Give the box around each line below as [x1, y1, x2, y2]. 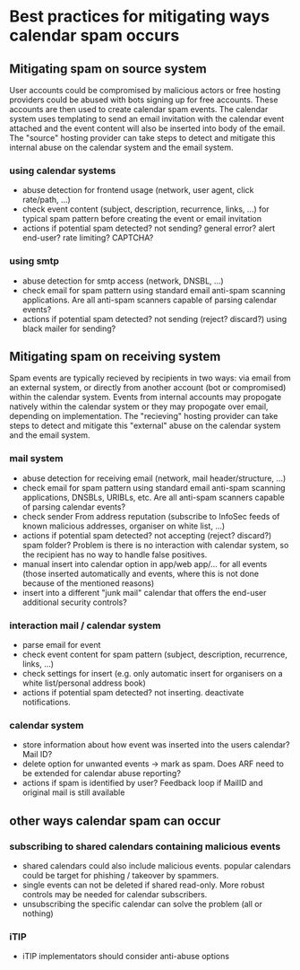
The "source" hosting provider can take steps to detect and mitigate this [9, 133, 276, 143]
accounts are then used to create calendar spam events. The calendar [9, 104, 269, 114]
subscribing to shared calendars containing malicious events [9, 840, 281, 852]
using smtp [9, 255, 60, 267]
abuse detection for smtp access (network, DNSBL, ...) [21, 275, 224, 286]
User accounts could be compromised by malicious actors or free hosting [9, 85, 281, 95]
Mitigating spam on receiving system [9, 348, 221, 364]
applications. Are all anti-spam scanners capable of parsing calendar [21, 294, 278, 305]
